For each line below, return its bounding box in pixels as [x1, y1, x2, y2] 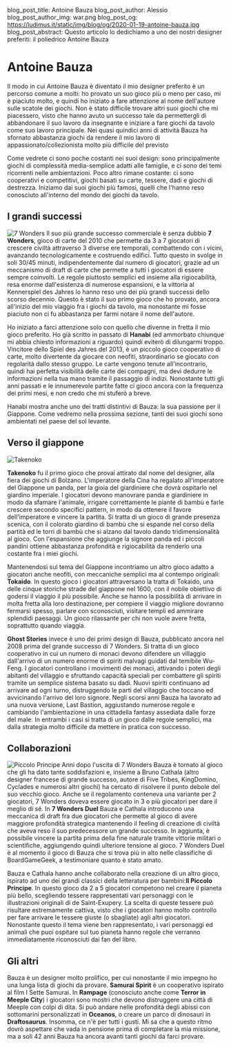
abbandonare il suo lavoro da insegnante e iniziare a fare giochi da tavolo [7, 119, 215, 127]
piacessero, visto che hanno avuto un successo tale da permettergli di [7, 111, 207, 119]
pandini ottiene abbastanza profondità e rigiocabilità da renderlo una [7, 541, 202, 550]
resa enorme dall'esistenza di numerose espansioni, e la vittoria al [7, 280, 194, 288]
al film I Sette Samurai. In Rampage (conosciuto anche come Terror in [7, 988, 206, 997]
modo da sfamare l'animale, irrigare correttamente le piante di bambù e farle [7, 498, 224, 506]
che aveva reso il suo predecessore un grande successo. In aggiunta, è [7, 827, 210, 835]
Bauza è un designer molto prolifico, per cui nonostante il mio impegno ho [7, 974, 217, 982]
